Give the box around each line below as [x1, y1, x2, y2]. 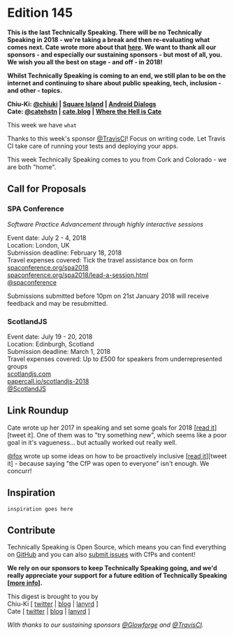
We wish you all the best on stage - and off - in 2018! [7, 57, 163, 66]
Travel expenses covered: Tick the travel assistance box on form [7, 255, 193, 264]
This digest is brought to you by [7, 593, 99, 601]
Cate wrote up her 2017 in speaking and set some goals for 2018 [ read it [7, 423, 215, 432]
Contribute [7, 524, 56, 536]
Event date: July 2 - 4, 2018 [7, 233, 87, 242]
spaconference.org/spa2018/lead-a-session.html [7, 271, 149, 279]
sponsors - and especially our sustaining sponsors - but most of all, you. [7, 50, 222, 59]
